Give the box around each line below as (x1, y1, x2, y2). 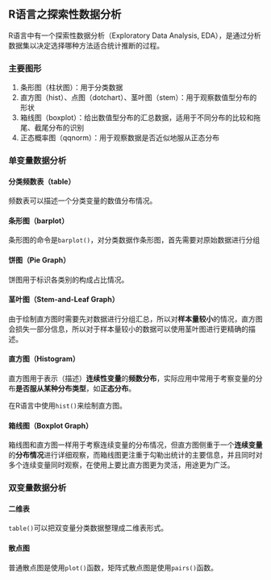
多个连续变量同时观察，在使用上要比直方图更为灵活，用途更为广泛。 (8, 460, 235, 470)
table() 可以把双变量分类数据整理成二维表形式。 (8, 523, 169, 533)
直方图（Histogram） (8, 354, 80, 364)
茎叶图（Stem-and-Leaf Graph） (8, 295, 119, 304)
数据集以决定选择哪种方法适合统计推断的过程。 (8, 40, 164, 50)
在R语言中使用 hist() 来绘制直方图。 (8, 401, 127, 411)
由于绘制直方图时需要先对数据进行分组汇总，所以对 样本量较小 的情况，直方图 (8, 313, 263, 324)
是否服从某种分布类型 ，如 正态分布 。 (15, 383, 135, 393)
